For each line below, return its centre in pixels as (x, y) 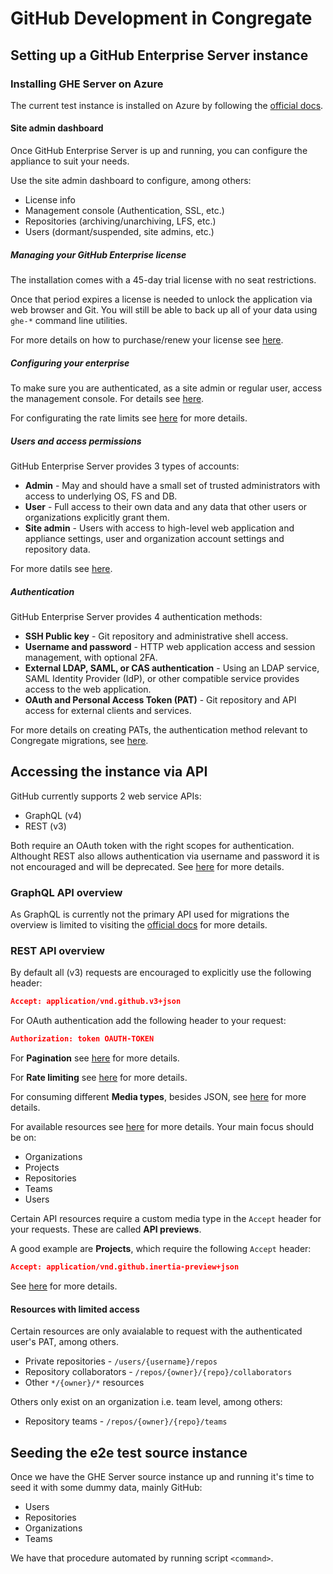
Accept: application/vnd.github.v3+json (96, 1002)
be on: (23, 1138)
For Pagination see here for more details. (95, 1058)
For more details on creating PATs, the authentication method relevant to (159, 729)
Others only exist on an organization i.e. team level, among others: (146, 1402)
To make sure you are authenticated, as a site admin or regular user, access (166, 388)
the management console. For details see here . (107, 399)
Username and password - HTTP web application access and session (170, 646)
